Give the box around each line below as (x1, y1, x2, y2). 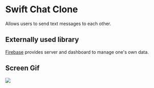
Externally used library (5, 35, 79, 44)
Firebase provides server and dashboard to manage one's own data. (5, 49, 149, 55)
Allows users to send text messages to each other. (5, 20, 111, 27)
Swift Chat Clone (5, 4, 78, 15)
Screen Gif (5, 64, 40, 73)
